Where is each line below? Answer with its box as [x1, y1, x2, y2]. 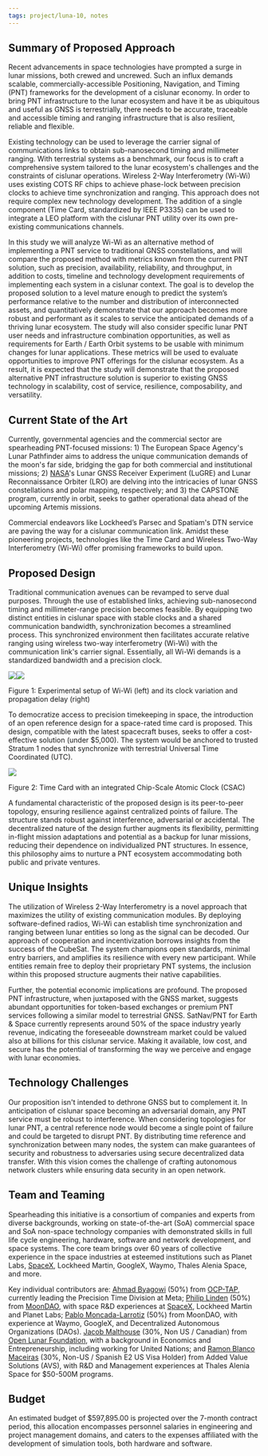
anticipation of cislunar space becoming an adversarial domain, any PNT [8, 1106, 247, 1115]
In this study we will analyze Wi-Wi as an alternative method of [8, 237, 215, 247]
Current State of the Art [8, 413, 128, 427]
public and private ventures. [8, 857, 100, 867]
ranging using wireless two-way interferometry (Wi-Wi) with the [8, 639, 218, 648]
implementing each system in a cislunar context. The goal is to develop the [8, 280, 254, 290]
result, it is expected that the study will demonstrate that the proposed [8, 365, 239, 374]
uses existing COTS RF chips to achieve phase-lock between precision [8, 180, 241, 189]
